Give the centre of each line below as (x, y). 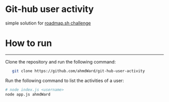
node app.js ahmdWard (28, 94)
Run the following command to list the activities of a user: (65, 80)
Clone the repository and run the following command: (61, 61)
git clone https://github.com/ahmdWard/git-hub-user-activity (78, 71)
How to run (29, 43)
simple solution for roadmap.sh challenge (48, 23)
